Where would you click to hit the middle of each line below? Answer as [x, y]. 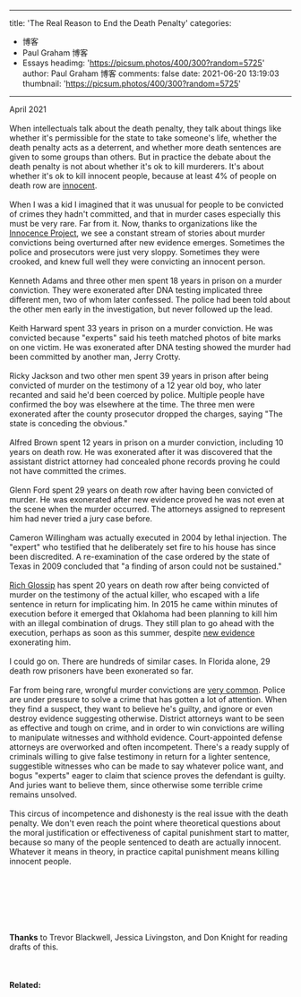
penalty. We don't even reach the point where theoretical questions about [145, 823]
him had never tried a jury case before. [81, 519]
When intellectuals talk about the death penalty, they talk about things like [146, 128]
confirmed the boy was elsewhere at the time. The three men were [132, 404]
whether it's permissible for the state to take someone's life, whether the [143, 138]
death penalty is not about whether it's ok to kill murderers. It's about [137, 166]
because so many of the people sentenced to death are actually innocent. [146, 842]
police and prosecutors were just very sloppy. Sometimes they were [134, 252]
